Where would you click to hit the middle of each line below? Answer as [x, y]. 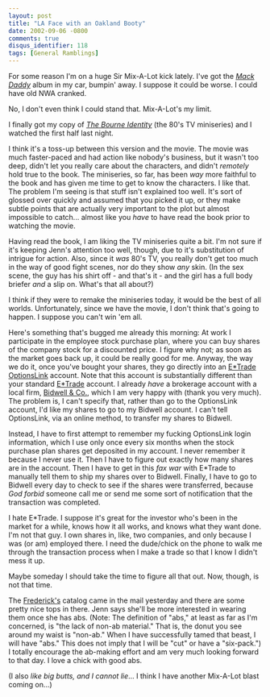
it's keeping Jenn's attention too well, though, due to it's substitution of [126, 250]
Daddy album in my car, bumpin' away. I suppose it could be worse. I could [133, 85]
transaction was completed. [54, 502]
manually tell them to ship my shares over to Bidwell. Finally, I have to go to [133, 477]
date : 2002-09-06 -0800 [48, 31]
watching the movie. [42, 226]
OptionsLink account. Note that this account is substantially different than [130, 375]
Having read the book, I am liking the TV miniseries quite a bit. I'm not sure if [135, 241]
